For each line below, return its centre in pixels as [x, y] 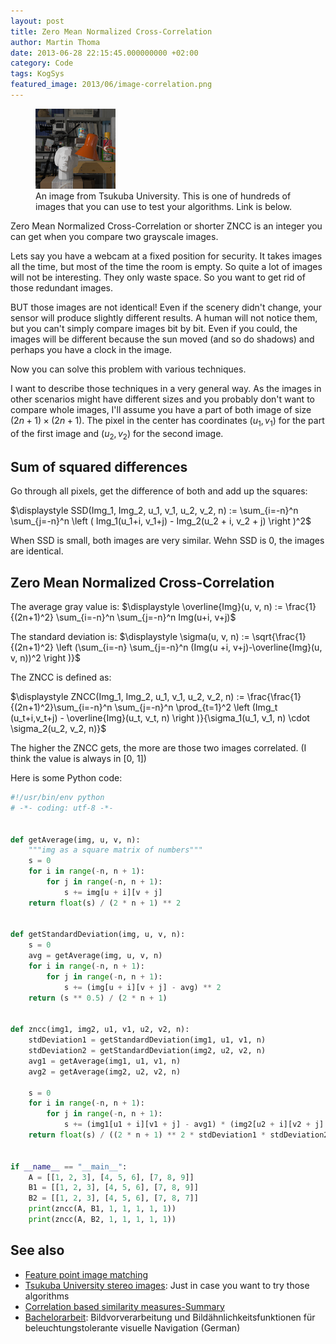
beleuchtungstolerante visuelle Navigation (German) [132, 1327]
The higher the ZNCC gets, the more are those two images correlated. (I [158, 748]
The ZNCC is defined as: [61, 677]
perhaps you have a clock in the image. [91, 349]
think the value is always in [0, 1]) [78, 759]
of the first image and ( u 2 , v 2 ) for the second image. [117, 434]
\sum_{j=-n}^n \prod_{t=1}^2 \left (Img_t [196, 707]
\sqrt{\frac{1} [279, 637]
